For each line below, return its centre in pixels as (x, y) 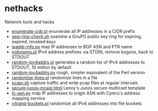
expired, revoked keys (34, 41)
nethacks (24, 8)
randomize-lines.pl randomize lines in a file (55, 78)
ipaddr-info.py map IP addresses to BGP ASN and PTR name (72, 47)
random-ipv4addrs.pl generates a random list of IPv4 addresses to (78, 62)
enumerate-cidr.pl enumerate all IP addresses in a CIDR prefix (73, 31)
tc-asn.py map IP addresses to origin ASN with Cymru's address (76, 93)
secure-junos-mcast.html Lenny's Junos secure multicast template (79, 88)
